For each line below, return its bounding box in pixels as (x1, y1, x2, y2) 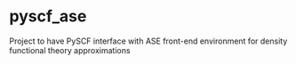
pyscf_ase (9, 6, 87, 27)
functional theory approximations (9, 44, 131, 55)
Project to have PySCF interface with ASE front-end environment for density (9, 36, 288, 46)
